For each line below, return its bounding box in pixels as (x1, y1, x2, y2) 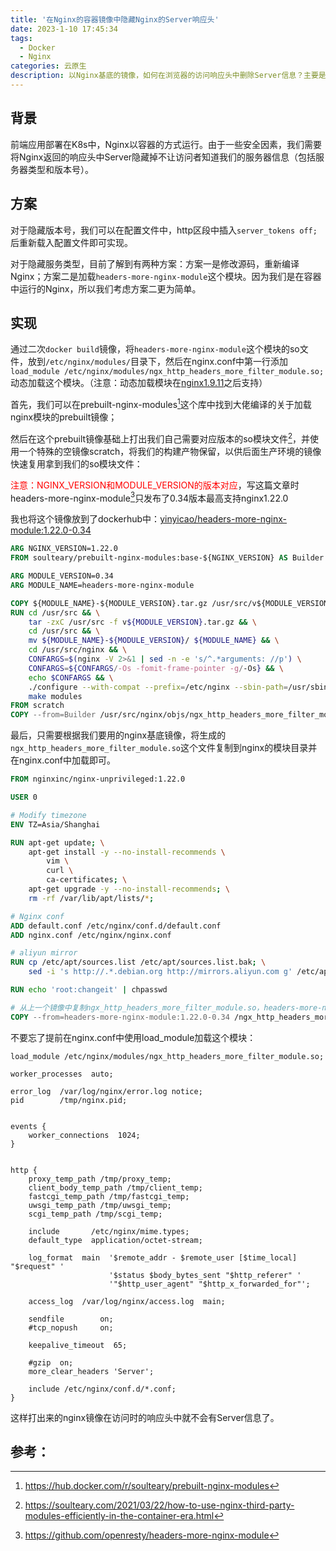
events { (10, 1121, 47, 1131)
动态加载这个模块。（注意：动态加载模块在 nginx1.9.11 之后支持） (10, 377, 268, 389)
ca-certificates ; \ (46, 875, 128, 885)
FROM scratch (10, 701, 65, 711)
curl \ (46, 866, 74, 876)
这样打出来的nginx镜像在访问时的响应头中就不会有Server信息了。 (10, 1411, 280, 1423)
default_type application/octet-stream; (28, 1235, 203, 1245)
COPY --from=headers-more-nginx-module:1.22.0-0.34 (10, 1012, 230, 1022)
